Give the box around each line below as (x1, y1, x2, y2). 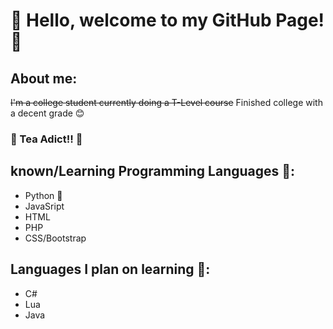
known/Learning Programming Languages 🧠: (10, 163, 296, 180)
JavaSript (24, 200, 65, 212)
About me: (10, 70, 78, 87)
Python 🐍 (24, 189, 63, 201)
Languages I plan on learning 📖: (10, 261, 211, 278)
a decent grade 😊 (10, 107, 85, 119)
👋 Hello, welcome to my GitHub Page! (10, 9, 325, 32)
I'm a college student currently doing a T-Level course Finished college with (10, 97, 323, 108)
